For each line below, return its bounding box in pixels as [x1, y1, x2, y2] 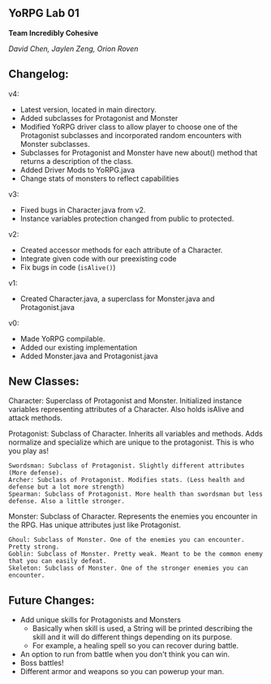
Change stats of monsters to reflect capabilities [19, 174, 179, 183]
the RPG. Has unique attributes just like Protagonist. [8, 520, 181, 530]
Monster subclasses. [19, 139, 91, 148]
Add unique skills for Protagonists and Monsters [19, 615, 181, 625]
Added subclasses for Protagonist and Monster [19, 113, 179, 123]
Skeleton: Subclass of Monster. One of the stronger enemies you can [8, 564, 249, 573]
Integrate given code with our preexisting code [19, 253, 177, 263]
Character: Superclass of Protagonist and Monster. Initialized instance [8, 396, 242, 406]
